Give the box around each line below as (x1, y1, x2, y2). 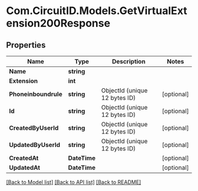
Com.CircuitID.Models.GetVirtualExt (6, 4, 187, 18)
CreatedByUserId (9, 124, 59, 132)
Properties (6, 40, 46, 50)
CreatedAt (9, 154, 39, 162)
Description (111, 58, 146, 65)
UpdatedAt (9, 163, 40, 172)
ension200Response (6, 16, 111, 30)
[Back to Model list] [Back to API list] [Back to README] (6, 179, 141, 186)
